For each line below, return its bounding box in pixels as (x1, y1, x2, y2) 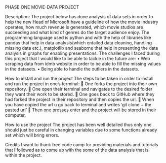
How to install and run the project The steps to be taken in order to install (5, 76, 154, 81)
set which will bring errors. (5, 132, 59, 138)
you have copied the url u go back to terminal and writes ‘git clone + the (5, 102, 152, 107)
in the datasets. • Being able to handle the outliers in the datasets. (5, 66, 140, 72)
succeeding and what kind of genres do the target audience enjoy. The (5, 30, 150, 35)
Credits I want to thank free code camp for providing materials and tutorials (5, 142, 158, 147)
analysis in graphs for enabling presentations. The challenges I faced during (5, 50, 160, 56)
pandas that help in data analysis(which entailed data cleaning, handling (5, 40, 152, 46)
